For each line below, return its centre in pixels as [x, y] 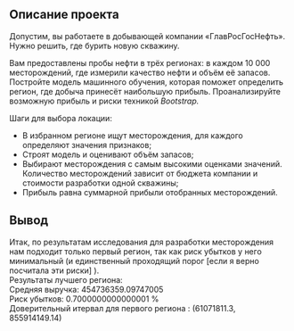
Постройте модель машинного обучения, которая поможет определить [146, 82]
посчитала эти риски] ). [54, 270]
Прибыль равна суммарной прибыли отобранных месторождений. [150, 192]
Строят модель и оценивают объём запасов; [108, 154]
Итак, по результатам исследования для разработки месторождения [142, 242]
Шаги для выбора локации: [61, 118]
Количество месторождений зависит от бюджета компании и [140, 173]
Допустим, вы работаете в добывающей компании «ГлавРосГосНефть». [147, 36]
